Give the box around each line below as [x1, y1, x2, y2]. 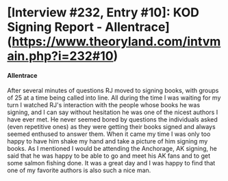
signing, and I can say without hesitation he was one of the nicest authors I [7, 108, 218, 117]
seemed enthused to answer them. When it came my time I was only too [7, 130, 211, 138]
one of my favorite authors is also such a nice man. [7, 166, 151, 175]
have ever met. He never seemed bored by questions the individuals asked [7, 115, 218, 124]
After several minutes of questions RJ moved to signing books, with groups [7, 87, 219, 95]
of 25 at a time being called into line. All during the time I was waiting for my [7, 94, 221, 102]
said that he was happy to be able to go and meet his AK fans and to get [7, 152, 211, 160]
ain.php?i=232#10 [7, 48, 114, 64]
